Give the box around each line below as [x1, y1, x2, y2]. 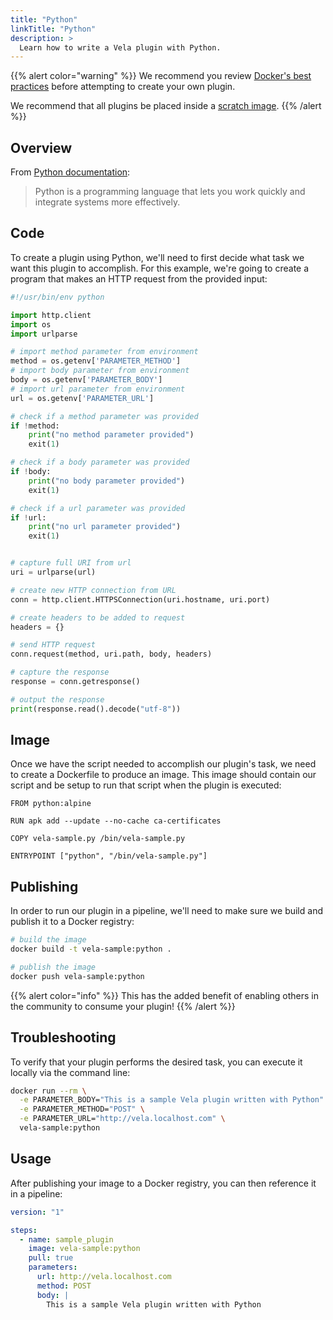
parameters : [28, 1262, 78, 1273]
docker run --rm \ [10, 1086, 87, 1096]
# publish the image [10, 962, 97, 972]
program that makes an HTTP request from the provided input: [10, 272, 268, 285]
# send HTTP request [10, 640, 97, 650]
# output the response [10, 694, 105, 705]
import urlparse [10, 329, 78, 339]
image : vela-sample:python [28, 1244, 141, 1254]
